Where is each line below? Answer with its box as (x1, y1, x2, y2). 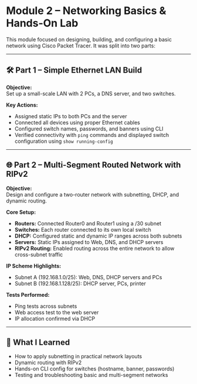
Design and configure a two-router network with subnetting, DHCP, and (6, 191, 179, 198)
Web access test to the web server (14, 308, 99, 316)
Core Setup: (6, 208, 36, 215)
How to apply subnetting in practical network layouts (14, 353, 142, 360)
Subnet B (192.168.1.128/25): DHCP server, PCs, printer (14, 280, 147, 287)
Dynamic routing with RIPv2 (14, 359, 82, 366)
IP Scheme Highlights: (6, 262, 62, 269)
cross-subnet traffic (14, 251, 63, 258)
